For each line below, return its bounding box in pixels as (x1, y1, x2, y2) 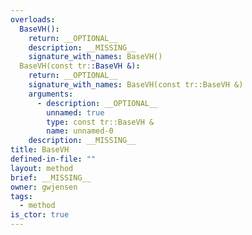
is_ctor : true (10, 210, 70, 220)
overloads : (10, 14, 56, 25)
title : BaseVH (10, 145, 70, 155)
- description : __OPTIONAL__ (36, 98, 159, 108)
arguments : (28, 89, 74, 99)
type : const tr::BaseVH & (46, 117, 155, 127)
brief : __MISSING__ (10, 172, 92, 183)
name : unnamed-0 (46, 126, 114, 136)
